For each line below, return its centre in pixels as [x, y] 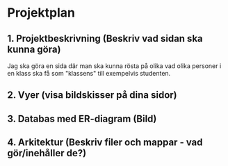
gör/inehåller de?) [47, 153]
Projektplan [41, 13]
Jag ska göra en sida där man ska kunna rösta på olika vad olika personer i [114, 66]
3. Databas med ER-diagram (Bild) [82, 118]
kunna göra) [34, 49]
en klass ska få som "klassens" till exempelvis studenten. [89, 73]
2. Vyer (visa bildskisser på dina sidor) [92, 95]
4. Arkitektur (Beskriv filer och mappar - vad [105, 143]
